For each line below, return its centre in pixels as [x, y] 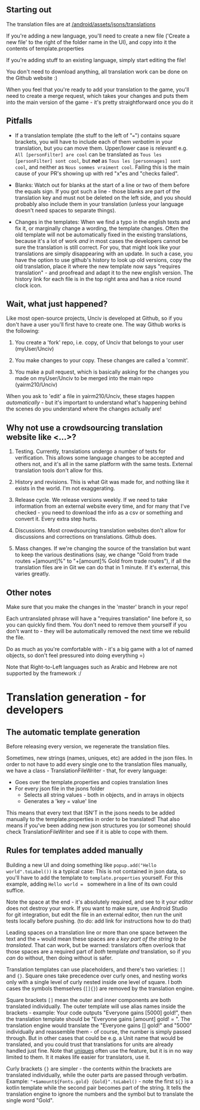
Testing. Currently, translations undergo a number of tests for [90, 451]
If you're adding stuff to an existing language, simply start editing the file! [96, 60]
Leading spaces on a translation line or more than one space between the [97, 932]
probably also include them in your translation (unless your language [99, 204]
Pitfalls [19, 121]
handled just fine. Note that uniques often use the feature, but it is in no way [99, 1050]
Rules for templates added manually [75, 851]
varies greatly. [32, 574]
